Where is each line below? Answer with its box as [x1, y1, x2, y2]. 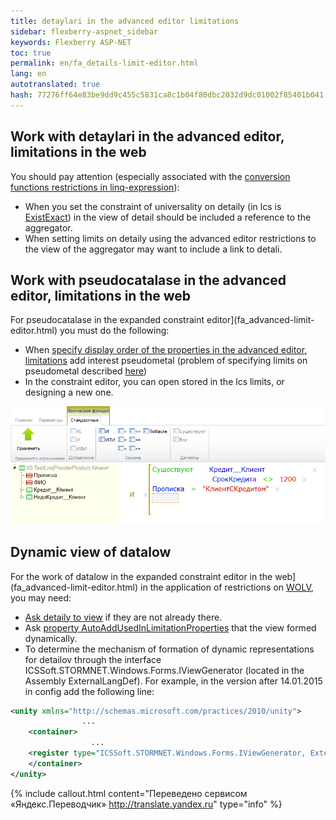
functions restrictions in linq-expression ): [10, 181, 180, 193]
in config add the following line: [24, 685, 155, 697]
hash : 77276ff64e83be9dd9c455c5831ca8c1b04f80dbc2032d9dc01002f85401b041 [10, 90, 325, 100]
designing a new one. [24, 386, 114, 399]
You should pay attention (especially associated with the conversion [10, 170, 291, 182]
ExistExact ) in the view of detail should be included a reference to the [24, 211, 312, 223]
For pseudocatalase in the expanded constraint [10, 314, 205, 326]
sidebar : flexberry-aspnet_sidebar [10, 26, 159, 37]
